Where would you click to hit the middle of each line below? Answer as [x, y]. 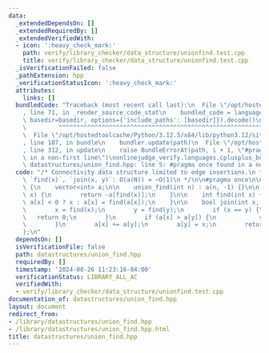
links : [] [39, 98]
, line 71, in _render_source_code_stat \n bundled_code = [126, 113]
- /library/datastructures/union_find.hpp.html [89, 329]
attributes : [36, 90]
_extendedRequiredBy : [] [57, 30]
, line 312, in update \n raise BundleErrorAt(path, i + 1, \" [134, 150]
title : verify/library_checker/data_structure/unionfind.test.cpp [136, 61]
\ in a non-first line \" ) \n [69, 157]
